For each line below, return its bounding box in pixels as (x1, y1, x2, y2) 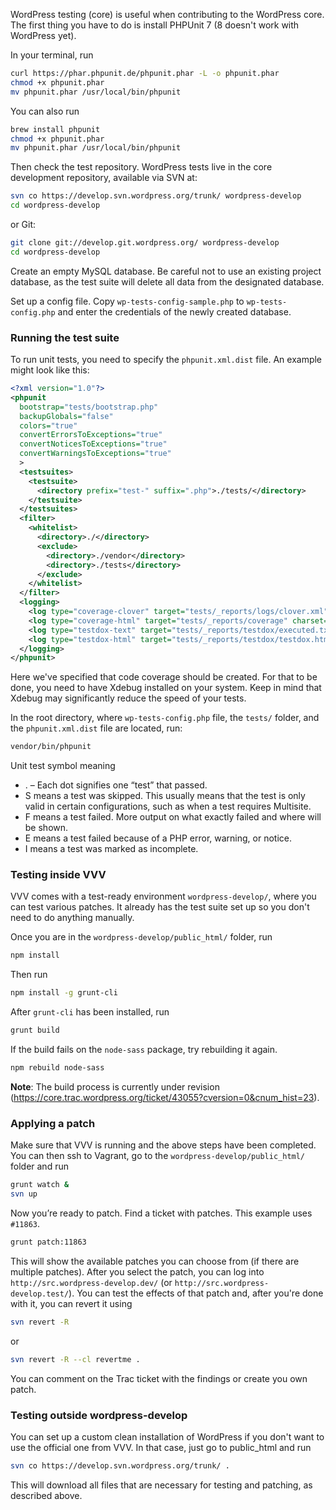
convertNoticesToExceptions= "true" (19, 439, 168, 449)
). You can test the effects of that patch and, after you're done (68, 1287, 324, 1299)
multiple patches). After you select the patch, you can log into (10, 1265, 265, 1278)
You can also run (10, 105, 80, 117)
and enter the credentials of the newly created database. (57, 305, 292, 318)
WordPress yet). (10, 30, 77, 41)
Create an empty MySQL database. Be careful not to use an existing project (10, 265, 322, 277)
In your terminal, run (10, 49, 94, 61)
